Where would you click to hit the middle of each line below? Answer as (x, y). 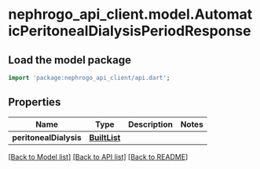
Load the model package (70, 60)
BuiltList (105, 137)
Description (150, 124)
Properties (35, 102)
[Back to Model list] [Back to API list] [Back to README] (98, 156)
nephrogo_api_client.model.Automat (130, 14)
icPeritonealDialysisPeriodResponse (130, 31)
